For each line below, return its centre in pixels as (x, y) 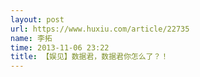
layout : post (37, 19)
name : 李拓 (31, 38)
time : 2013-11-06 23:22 (60, 47)
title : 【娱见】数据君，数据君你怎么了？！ (89, 57)
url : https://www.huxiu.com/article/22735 (100, 29)
